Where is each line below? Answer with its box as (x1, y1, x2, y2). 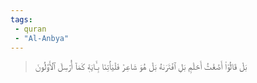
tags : (10, 14, 33, 25)
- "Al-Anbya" (14, 33, 70, 43)
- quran (14, 24, 47, 34)
